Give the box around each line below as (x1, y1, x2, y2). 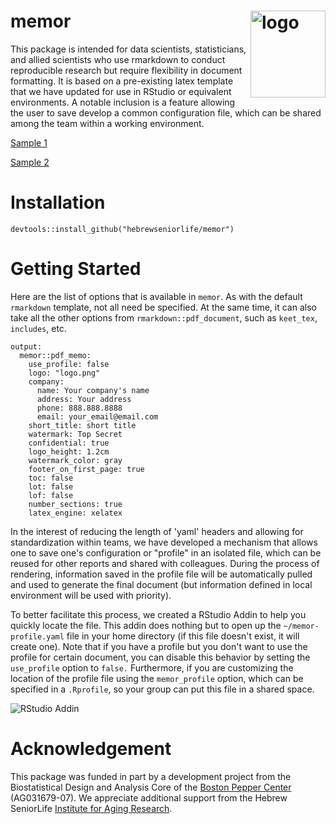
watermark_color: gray (28, 455, 123, 465)
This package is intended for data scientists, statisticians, (10, 43, 247, 55)
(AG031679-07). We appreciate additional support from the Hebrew (10, 791, 288, 804)
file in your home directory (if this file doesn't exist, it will (66, 630, 300, 642)
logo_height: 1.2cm (28, 446, 110, 457)
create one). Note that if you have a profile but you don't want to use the (10, 640, 308, 652)
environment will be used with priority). (10, 589, 172, 601)
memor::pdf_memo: (19, 350, 92, 360)
